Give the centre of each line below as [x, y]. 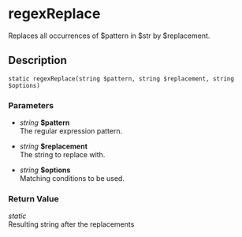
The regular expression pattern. [71, 131]
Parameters [31, 105]
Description [37, 60]
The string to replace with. [62, 155]
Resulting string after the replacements [71, 224]
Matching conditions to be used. [72, 179]
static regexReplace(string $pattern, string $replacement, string [121, 79]
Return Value [34, 198]
